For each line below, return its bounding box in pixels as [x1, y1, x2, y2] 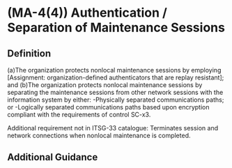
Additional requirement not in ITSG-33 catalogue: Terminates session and [7, 124, 219, 132]
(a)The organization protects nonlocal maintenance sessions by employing [7, 66, 222, 74]
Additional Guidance [7, 151, 98, 163]
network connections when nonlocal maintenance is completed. [7, 131, 191, 139]
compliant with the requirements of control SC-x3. [7, 110, 151, 119]
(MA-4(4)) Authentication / [7, 5, 167, 21]
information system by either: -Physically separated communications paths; [7, 96, 224, 104]
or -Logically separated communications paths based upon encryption [7, 103, 210, 111]
